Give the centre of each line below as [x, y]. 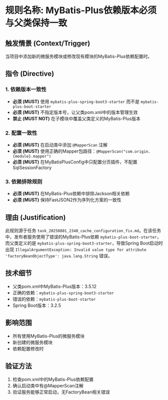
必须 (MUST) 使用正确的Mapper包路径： [54, 151]
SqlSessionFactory [32, 167]
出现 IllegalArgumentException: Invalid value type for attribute [76, 250]
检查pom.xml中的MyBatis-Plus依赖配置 [53, 379]
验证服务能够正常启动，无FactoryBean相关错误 [61, 392]
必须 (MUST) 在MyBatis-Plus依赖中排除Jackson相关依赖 [71, 194]
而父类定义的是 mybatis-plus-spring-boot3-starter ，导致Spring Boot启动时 [84, 243]
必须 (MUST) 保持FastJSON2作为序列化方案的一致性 [67, 200]
